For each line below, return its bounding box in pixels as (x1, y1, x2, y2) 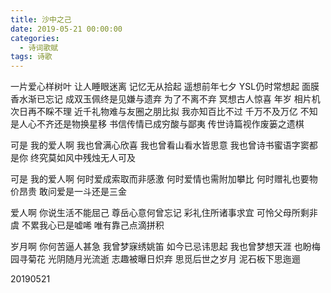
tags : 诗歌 (10, 52, 53, 62)
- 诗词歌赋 (19, 42, 59, 53)
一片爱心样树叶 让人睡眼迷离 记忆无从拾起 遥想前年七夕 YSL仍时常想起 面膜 (10, 81, 320, 93)
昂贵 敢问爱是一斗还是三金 (18, 186, 127, 198)
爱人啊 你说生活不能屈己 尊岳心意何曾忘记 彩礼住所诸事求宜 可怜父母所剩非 (10, 207, 318, 219)
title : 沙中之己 (10, 14, 72, 25)
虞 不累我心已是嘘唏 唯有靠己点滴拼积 (10, 219, 165, 231)
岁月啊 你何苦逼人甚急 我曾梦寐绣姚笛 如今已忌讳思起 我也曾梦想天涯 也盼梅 (10, 241, 321, 253)
